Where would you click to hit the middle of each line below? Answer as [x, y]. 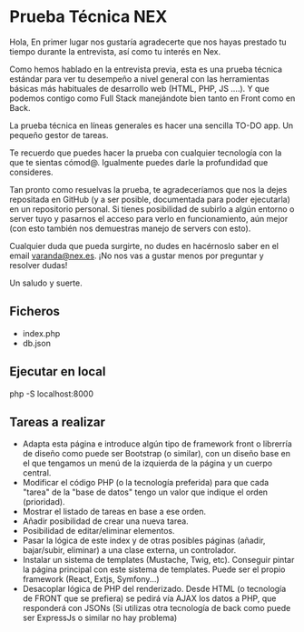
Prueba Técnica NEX [88, 17]
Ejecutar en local [58, 371]
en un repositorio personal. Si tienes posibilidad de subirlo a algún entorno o [152, 209]
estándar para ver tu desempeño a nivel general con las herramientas [139, 78]
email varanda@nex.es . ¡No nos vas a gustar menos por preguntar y [137, 256]
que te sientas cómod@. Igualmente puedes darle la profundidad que [139, 162]
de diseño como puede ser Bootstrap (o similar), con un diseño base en [157, 454]
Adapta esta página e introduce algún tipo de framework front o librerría [157, 444]
